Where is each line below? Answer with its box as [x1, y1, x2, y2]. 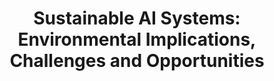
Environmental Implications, [17, 28, 257, 51]
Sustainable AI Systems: [33, 7, 241, 30]
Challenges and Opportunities [9, 50, 265, 72]
